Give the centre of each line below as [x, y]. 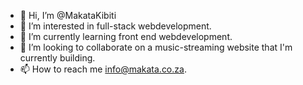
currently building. [57, 58]
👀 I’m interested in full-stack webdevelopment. [115, 26]
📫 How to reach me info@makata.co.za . [103, 69]
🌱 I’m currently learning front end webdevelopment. [126, 36]
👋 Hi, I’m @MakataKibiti [68, 15]
